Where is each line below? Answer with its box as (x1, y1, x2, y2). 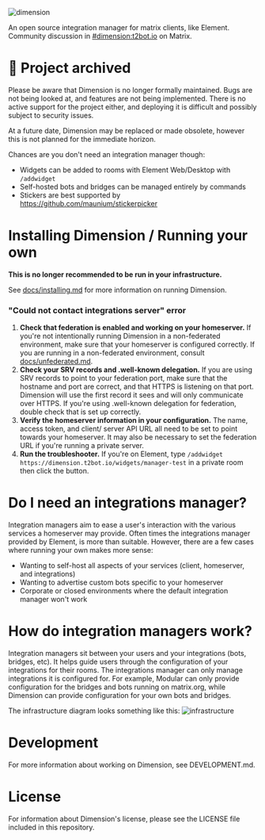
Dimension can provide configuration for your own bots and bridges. (8, 691, 232, 700)
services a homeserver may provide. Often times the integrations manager (8, 528, 251, 539)
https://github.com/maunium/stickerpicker (19, 198, 158, 208)
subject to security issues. (8, 110, 94, 120)
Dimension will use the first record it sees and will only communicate (19, 390, 244, 400)
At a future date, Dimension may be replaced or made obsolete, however (8, 125, 245, 135)
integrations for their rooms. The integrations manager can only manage (8, 665, 244, 675)
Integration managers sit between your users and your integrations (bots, (8, 649, 247, 658)
